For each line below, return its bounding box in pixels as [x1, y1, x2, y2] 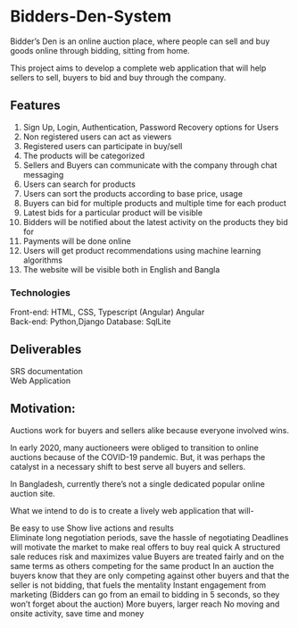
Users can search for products [22, 179, 137, 189]
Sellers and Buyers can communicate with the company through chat [22, 159, 277, 171]
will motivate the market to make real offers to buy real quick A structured [10, 541, 281, 552]
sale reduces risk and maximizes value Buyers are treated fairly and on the [10, 551, 285, 562]
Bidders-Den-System [10, 6, 172, 27]
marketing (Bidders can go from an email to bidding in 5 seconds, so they [10, 589, 280, 599]
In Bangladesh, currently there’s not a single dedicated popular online [10, 478, 266, 489]
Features [10, 98, 61, 113]
